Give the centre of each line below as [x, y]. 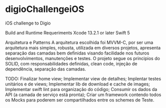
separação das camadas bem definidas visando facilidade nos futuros [77, 53]
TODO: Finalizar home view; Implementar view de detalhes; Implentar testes [83, 78]
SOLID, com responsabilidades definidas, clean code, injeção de [71, 63]
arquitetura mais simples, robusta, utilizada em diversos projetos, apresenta [83, 47]
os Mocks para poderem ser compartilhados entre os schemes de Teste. [80, 100]
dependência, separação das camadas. [46, 69]
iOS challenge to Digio [28, 23]
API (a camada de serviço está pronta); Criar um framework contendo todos [83, 94]
